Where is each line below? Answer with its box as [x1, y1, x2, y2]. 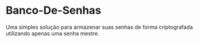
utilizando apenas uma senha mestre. [5, 29, 100, 37]
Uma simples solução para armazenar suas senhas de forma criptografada [5, 23, 193, 31]
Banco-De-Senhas [5, 4, 102, 17]
